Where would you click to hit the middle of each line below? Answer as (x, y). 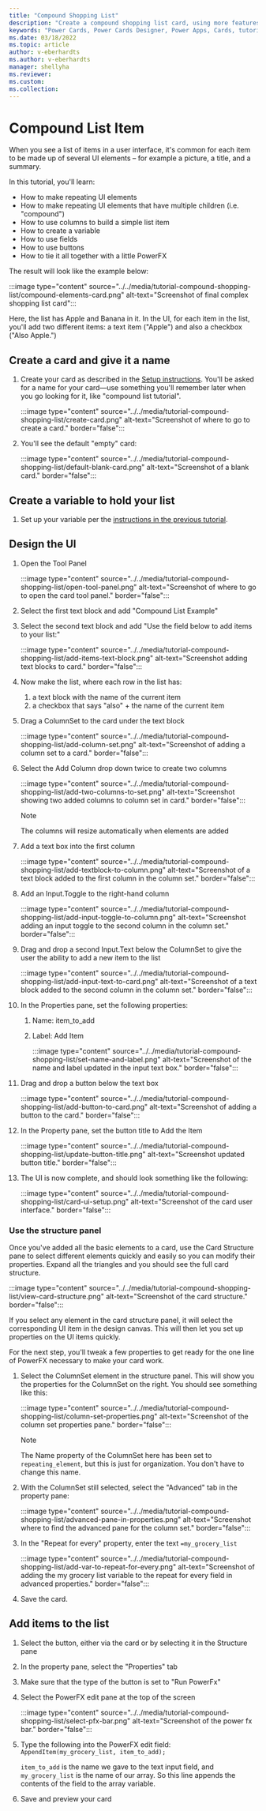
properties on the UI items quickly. (65, 1337)
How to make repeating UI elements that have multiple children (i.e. (129, 205)
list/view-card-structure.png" (57, 1297)
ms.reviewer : (30, 74)
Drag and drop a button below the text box (89, 1083)
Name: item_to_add (64, 1020)
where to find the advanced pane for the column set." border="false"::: (135, 1528)
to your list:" (40, 634)
